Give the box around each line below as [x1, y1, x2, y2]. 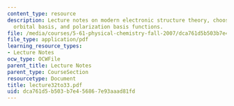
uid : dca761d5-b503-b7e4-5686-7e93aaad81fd [7, 88, 136, 95]
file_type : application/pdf [7, 36, 89, 43]
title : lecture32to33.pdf [7, 82, 82, 89]
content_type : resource [7, 10, 77, 17]
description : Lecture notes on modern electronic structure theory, [7, 17, 210, 24]
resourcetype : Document [7, 75, 77, 82]
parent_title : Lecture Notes [7, 62, 92, 69]
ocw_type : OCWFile [7, 56, 61, 63]
